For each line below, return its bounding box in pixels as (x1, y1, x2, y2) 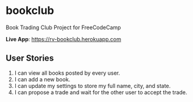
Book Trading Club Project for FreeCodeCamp (5, 24, 121, 31)
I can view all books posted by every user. (14, 69, 120, 76)
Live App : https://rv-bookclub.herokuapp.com (5, 35, 121, 42)
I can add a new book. (14, 75, 71, 83)
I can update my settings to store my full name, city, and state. (14, 82, 171, 89)
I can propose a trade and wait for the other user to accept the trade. (14, 89, 188, 96)
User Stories (5, 53, 54, 64)
